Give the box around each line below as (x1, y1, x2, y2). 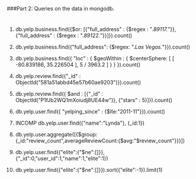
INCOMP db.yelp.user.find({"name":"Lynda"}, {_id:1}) (15, 119, 144, 126)
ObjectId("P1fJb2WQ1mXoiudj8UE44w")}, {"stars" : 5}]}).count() (15, 97, 173, 104)
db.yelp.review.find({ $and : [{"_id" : (15, 90, 104, 97)
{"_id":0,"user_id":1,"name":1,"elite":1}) (15, 155, 108, 162)
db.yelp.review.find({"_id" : (15, 73, 81, 80)
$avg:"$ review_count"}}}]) (120, 137, 185, 144)
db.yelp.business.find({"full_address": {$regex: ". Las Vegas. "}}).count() (15, 44, 191, 51)
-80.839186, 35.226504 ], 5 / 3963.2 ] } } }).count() (15, 61, 141, 69)
